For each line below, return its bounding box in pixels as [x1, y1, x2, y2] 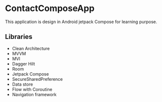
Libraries [5, 33, 32, 41]
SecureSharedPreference [12, 76, 63, 82]
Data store [12, 81, 33, 87]
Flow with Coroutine [12, 86, 52, 92]
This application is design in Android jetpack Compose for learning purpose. [5, 19, 158, 25]
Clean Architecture [12, 45, 50, 51]
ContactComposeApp [5, 3, 95, 14]
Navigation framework [12, 91, 57, 97]
